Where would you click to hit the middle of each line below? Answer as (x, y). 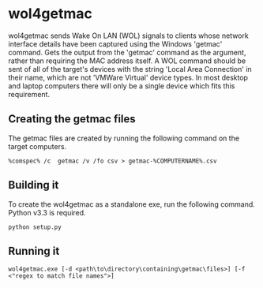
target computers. (38, 146)
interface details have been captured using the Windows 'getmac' (115, 43)
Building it (34, 185)
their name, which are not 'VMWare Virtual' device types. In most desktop (128, 77)
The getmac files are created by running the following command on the (124, 138)
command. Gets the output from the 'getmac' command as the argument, (127, 52)
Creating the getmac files (72, 119)
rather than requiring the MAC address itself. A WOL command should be (127, 61)
